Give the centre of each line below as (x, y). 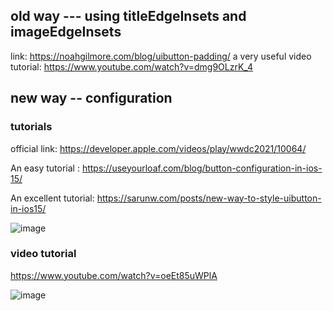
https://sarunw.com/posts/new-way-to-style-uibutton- (209, 198)
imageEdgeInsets (66, 32)
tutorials (31, 127)
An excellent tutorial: (52, 198)
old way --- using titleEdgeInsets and (128, 16)
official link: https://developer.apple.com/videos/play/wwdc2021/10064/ (158, 148)
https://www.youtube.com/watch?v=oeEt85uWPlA (114, 275)
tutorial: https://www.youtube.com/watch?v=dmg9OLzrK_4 (131, 66)
